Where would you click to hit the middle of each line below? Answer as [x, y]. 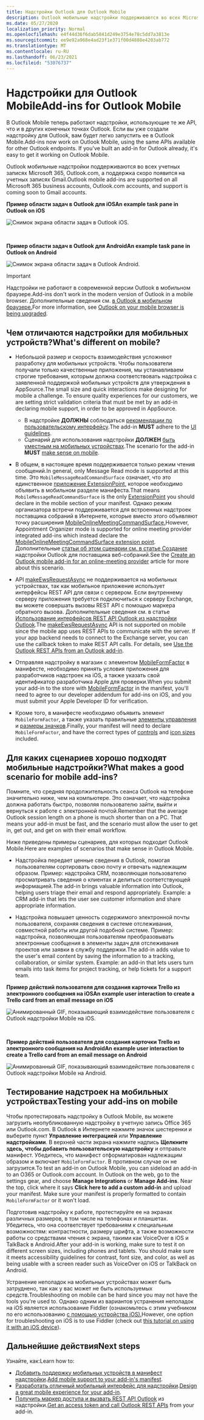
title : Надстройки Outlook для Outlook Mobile [66, 12]
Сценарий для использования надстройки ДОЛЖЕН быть [100, 440]
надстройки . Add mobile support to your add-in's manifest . [89, 1379]
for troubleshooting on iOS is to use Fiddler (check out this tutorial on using [100, 1320]
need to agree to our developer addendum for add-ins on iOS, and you [103, 695]
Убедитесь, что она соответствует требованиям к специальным [90, 1225]
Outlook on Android [32, 252]
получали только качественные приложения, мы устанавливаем [99, 370]
